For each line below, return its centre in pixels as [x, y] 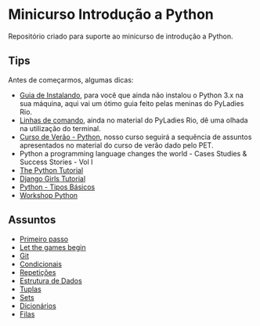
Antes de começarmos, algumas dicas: [71, 79]
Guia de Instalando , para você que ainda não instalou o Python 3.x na [132, 95]
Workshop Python [49, 195]
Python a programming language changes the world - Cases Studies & [133, 153]
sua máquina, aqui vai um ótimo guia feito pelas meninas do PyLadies [132, 103]
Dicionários [38, 306]
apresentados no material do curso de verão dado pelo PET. [116, 145]
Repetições [38, 272]
